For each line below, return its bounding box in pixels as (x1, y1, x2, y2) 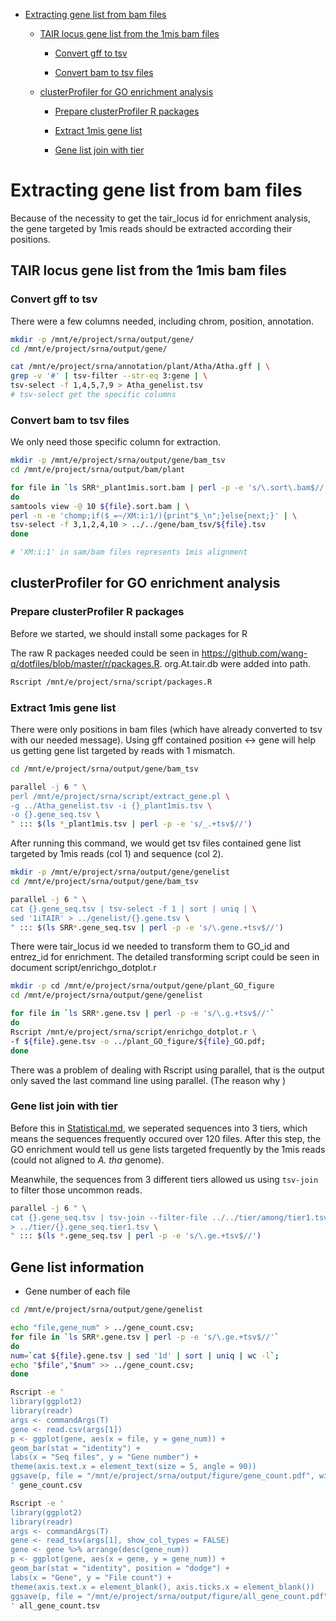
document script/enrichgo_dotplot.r (10, 962, 157, 974)
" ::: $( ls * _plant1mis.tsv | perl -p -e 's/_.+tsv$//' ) (10, 819, 253, 829)
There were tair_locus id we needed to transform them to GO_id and (10, 940, 290, 953)
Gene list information (10, 1259, 145, 1276)
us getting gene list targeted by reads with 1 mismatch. (10, 744, 236, 756)
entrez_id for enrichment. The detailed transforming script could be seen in (10, 951, 320, 963)
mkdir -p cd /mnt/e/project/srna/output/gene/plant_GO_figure (10, 981, 275, 991)
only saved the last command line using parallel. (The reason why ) (10, 1074, 287, 1086)
